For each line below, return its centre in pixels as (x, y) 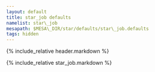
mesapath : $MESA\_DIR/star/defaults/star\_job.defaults (77, 28)
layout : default (26, 12)
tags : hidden (23, 34)
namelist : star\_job (32, 23)
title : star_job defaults (38, 17)
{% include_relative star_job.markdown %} (59, 63)
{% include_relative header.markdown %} (58, 51)
